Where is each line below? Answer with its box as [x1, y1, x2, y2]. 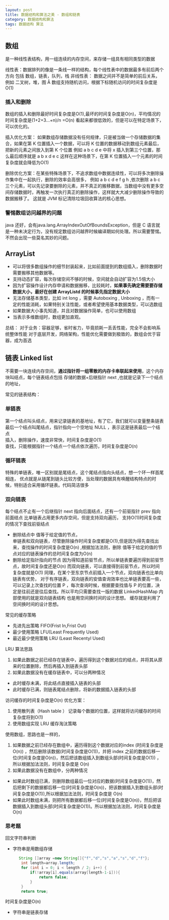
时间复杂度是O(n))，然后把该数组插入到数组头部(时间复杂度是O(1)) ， [18, 755, 161, 761]
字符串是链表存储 [12, 909, 48, 915]
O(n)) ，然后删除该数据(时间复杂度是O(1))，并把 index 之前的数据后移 [12, 749, 156, 755]
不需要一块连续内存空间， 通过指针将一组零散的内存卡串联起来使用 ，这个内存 [5, 368, 164, 374]
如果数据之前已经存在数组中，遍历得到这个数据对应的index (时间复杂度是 [12, 742, 163, 748]
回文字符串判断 [5, 835, 36, 841]
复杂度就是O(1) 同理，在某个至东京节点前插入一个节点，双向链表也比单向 [12, 570, 163, 576]
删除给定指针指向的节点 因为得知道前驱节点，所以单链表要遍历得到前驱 [12, 557, 159, 563]
